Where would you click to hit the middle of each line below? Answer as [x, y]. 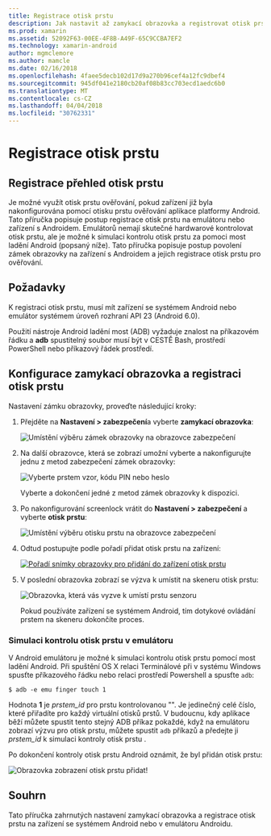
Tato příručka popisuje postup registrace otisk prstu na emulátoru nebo [127, 219]
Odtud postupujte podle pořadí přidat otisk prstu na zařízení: [121, 548]
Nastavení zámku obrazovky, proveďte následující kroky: [102, 406]
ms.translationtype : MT [48, 91]
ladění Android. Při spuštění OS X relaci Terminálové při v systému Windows [135, 666]
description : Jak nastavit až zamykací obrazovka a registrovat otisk [129, 23]
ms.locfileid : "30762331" [52, 114]
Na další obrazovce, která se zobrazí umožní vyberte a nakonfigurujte [135, 453]
